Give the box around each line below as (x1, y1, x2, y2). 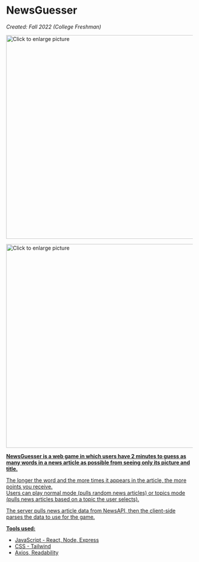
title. (6, 465, 18, 472)
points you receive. (6, 483, 53, 490)
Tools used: (6, 525, 36, 532)
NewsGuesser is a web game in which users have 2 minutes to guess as (6, 452, 187, 459)
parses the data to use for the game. (6, 513, 95, 521)
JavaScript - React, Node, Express (14, 536, 99, 543)
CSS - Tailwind (14, 542, 52, 550)
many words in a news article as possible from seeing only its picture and (6, 459, 191, 466)
